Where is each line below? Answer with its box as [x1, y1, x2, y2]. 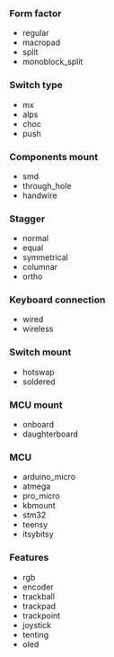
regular [22, 28, 49, 39]
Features [9, 552, 49, 564]
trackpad [22, 600, 57, 611]
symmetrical [22, 252, 69, 263]
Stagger [9, 212, 46, 225]
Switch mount [9, 346, 72, 358]
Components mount [9, 150, 99, 163]
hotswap [22, 366, 56, 377]
